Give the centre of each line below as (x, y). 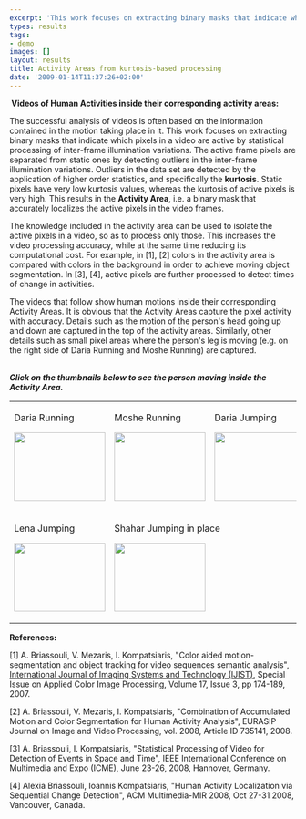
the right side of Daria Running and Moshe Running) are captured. (133, 350)
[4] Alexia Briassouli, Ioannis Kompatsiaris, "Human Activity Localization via (151, 785)
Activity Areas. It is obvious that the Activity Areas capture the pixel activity (150, 311)
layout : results (40, 60)
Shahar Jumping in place (168, 528)
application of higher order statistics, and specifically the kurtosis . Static (146, 179)
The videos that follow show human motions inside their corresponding (143, 301)
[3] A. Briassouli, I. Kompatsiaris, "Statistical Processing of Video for (137, 748)
